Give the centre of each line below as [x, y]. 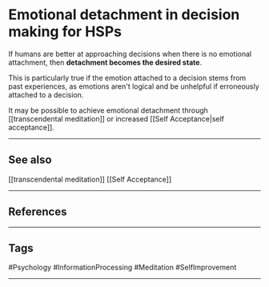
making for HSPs [65, 32]
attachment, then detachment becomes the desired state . [105, 62]
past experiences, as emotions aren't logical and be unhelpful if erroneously [134, 86]
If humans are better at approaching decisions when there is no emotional [130, 54]
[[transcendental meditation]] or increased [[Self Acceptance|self [116, 118]
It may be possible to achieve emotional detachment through [108, 110]
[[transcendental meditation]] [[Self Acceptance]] [90, 179]
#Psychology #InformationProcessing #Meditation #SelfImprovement [122, 267]
